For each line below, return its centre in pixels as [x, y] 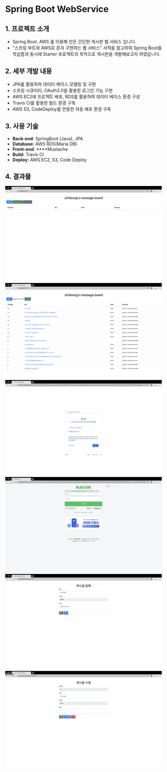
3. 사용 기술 [22, 126]
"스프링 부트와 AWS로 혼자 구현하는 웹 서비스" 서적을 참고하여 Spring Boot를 [87, 48]
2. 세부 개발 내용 [29, 71]
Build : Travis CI [28, 154]
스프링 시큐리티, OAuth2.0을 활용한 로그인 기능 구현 [62, 90]
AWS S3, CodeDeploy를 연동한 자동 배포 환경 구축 [62, 109]
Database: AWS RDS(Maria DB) [45, 144]
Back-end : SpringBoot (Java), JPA [47, 138]
